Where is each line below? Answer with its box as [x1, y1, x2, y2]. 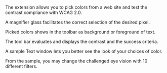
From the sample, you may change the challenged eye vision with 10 [5, 58, 148, 64]
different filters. [5, 63, 37, 69]
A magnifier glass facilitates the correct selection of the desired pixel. [5, 19, 150, 25]
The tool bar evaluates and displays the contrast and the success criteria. [5, 38, 158, 44]
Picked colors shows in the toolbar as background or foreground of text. [5, 29, 156, 34]
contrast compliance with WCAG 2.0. [5, 9, 82, 15]
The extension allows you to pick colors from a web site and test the [5, 4, 148, 10]
